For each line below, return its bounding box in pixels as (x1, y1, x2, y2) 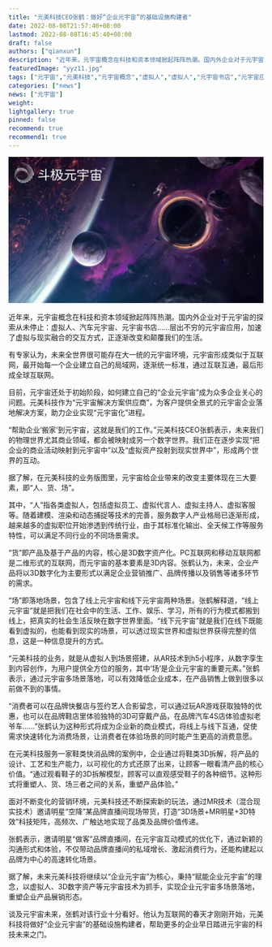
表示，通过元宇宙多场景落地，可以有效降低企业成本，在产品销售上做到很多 (8, 673, 257, 683)
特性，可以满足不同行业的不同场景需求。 (8, 530, 143, 540)
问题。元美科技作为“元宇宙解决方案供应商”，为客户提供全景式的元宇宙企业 (8, 397, 257, 407)
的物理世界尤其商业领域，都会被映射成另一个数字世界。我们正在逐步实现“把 (8, 435, 261, 444)
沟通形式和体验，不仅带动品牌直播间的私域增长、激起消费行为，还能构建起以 (8, 844, 264, 854)
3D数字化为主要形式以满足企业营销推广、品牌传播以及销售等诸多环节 (29, 568, 259, 577)
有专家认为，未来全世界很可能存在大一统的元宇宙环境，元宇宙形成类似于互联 (8, 349, 264, 359)
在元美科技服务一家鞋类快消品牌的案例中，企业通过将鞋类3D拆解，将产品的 (8, 748, 259, 759)
